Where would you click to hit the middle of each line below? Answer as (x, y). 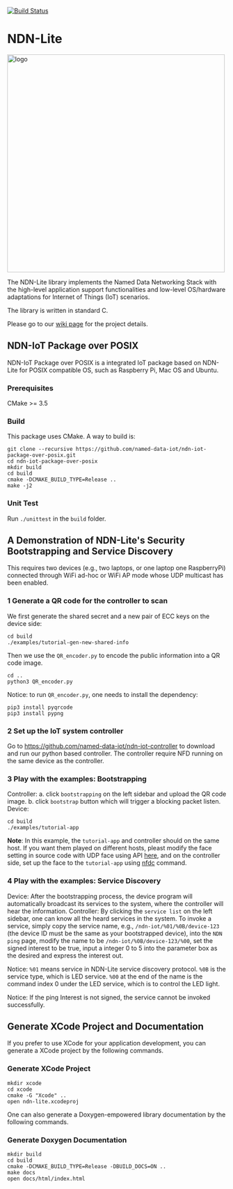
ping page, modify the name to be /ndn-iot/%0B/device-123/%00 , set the (110, 940)
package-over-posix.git (42, 455)
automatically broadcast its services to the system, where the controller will (115, 903)
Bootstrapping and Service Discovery (90, 552)
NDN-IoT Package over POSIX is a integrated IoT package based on (104, 362)
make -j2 (20, 486)
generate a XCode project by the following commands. (85, 1051)
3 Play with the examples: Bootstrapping (77, 778)
